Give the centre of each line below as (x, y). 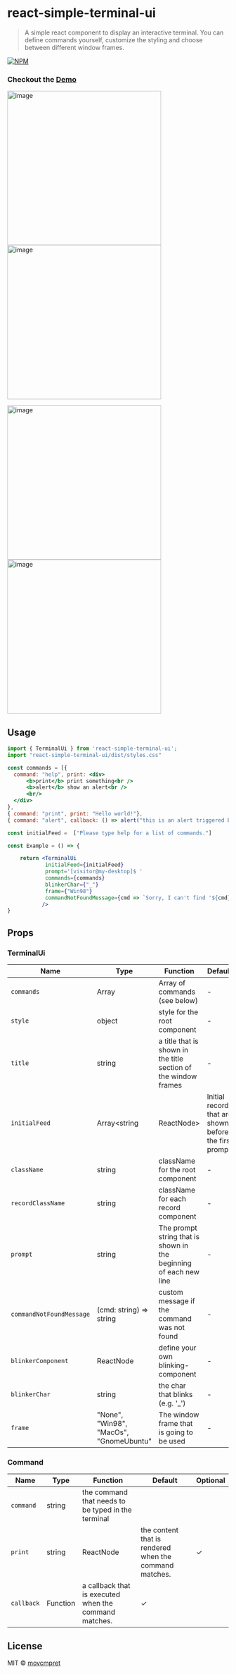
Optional (210, 1480)
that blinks (176, 1394)
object (107, 1021)
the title (171, 1059)
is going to (176, 1432)
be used (172, 1441)
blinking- (174, 1365)
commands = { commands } (75, 878)
